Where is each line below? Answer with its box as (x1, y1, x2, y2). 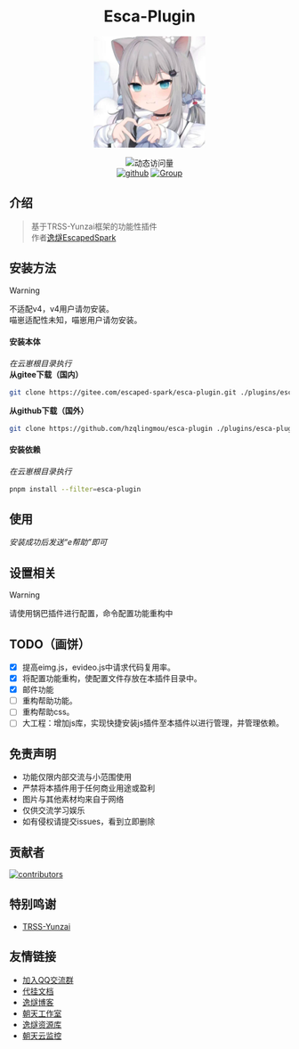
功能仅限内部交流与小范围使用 (21, 772, 132, 783)
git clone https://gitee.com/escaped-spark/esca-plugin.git (9, 387, 238, 397)
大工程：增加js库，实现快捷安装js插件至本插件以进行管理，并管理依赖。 (21, 718, 285, 728)
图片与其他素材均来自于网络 (21, 794, 125, 805)
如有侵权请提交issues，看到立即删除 (21, 817, 156, 827)
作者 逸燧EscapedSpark (30, 232, 117, 242)
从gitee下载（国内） (9, 369, 84, 379)
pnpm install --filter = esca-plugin (9, 484, 141, 493)
